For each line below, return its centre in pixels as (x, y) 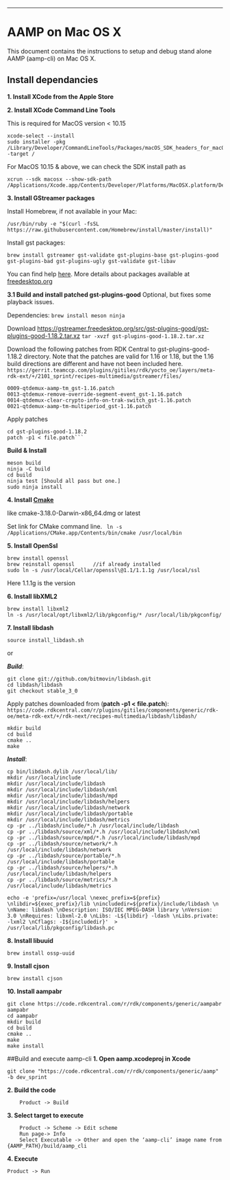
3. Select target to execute (46, 1115)
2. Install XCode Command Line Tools (61, 110)
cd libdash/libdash (35, 685)
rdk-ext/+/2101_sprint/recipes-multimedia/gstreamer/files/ (95, 376)
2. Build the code (31, 1090)
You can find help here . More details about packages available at (99, 274)
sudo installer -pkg (37, 141)
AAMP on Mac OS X (64, 32)
